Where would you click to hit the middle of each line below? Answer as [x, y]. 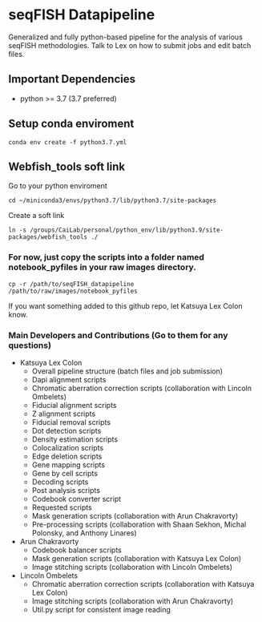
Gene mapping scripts [69, 464]
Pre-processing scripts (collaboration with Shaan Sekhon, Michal [139, 524]
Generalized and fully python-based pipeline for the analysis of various [125, 37]
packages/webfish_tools [48, 237]
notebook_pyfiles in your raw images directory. [102, 268]
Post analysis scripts [66, 490]
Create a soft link [36, 216]
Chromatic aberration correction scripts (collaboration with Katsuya [143, 584]
